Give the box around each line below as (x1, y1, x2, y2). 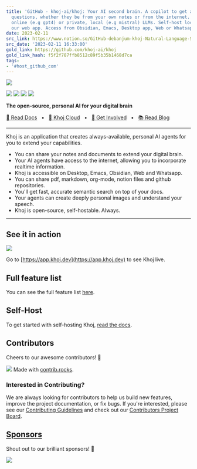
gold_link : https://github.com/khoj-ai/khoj (6, 47, 117, 53)
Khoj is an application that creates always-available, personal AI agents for (6, 133, 186, 140)
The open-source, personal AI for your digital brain (6, 102, 133, 109)
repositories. (14, 182, 45, 189)
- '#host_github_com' (6, 63, 59, 69)
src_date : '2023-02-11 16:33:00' (6, 42, 88, 48)
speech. (14, 201, 35, 208)
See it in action (6, 230, 62, 239)
